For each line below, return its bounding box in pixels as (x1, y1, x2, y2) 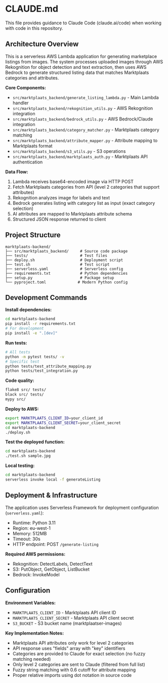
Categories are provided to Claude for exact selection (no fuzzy (12, 651, 146, 657)
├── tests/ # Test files (5, 253, 108, 258)
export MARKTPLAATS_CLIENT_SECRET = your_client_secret (5, 420, 121, 425)
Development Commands (5, 293, 88, 302)
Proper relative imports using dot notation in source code (12, 672, 132, 678)
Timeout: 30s (12, 536, 40, 542)
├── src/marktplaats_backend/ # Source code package (5, 248, 128, 253)
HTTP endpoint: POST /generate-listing (12, 541, 99, 547)
